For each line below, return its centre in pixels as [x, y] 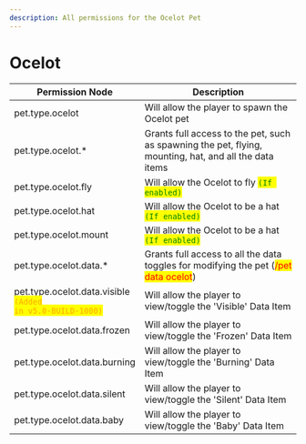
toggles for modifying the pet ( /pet [218, 265]
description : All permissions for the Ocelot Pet [106, 18]
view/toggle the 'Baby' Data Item [214, 426]
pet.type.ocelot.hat [55, 210]
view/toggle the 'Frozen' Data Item [218, 336]
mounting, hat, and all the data [209, 156]
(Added [28, 302]
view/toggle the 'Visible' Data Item [218, 306]
